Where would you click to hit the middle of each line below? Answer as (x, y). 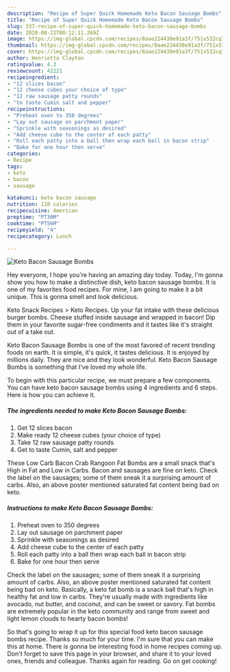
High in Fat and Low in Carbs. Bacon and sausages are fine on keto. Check (113, 470)
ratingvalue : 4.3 (32, 64)
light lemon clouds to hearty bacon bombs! (68, 619)
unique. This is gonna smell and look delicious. (73, 297)
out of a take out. (31, 332)
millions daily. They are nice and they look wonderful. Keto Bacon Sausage (112, 360)
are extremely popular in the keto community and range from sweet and (108, 612)
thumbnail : (23, 45)
